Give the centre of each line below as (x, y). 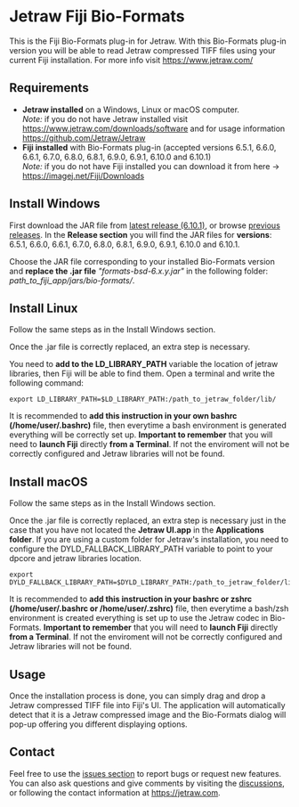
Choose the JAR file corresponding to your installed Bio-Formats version (142, 261)
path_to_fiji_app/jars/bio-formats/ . (72, 280)
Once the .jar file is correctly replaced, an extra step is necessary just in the (148, 521)
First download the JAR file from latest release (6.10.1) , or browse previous (145, 225)
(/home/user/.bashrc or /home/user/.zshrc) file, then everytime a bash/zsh (149, 608)
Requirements (49, 88)
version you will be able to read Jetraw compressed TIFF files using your (142, 50)
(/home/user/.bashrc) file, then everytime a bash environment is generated (148, 426)
